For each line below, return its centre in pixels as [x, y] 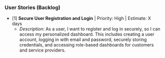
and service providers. [42, 50]
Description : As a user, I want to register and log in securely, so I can [90, 29]
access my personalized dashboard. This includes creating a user [87, 34]
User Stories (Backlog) [33, 7]
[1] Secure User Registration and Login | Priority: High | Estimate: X [81, 18]
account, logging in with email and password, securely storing [83, 39]
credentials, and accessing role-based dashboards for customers [86, 45]
